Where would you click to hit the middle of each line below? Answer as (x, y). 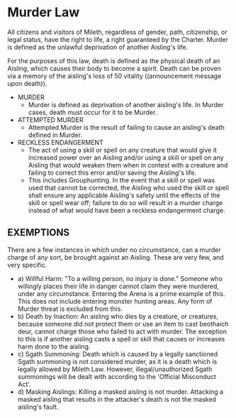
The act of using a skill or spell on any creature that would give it (123, 150)
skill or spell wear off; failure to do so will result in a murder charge (125, 202)
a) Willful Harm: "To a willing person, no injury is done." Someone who (120, 278)
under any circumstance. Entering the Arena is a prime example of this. (121, 293)
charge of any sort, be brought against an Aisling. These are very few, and (116, 257)
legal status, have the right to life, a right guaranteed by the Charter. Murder (118, 39)
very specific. (27, 265)
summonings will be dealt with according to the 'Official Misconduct (117, 376)
